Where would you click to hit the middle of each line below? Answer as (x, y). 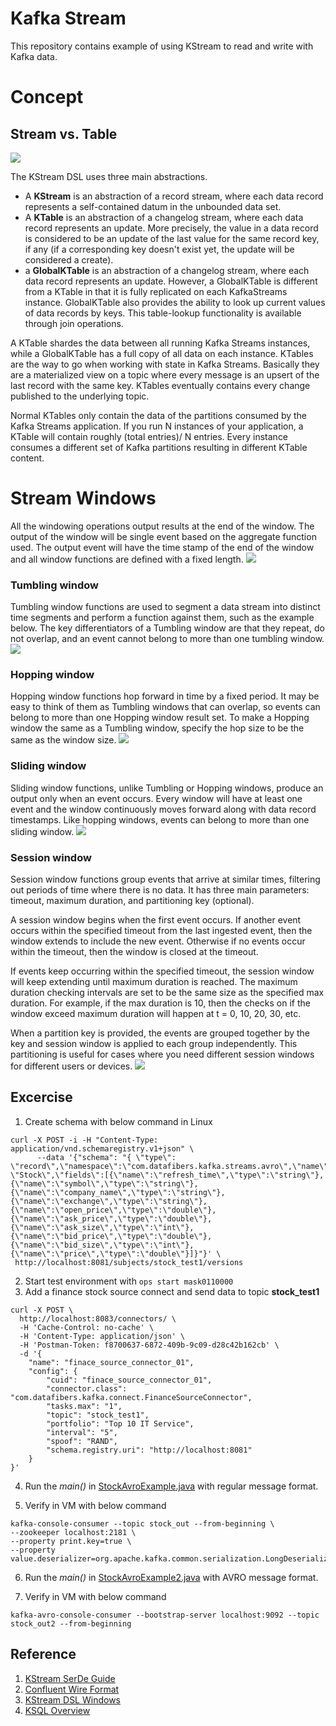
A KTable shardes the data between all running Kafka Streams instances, (160, 343)
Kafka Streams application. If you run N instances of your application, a (157, 426)
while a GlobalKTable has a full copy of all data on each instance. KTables (162, 353)
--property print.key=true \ (71, 1541)
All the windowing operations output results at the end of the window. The (162, 526)
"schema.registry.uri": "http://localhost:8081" (149, 1450)
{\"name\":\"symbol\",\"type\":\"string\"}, (104, 1183)
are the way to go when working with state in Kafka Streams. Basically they (165, 364)
